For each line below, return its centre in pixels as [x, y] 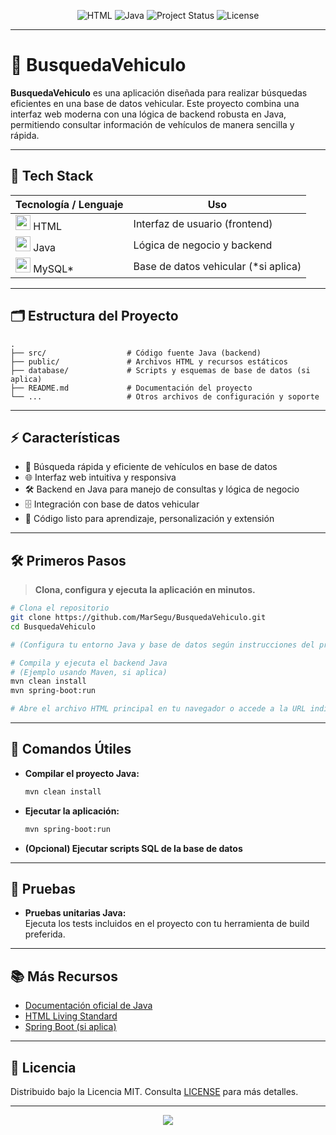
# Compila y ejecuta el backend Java [89, 663]
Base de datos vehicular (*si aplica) [217, 266]
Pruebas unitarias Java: [75, 913]
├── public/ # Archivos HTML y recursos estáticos [149, 361]
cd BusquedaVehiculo [53, 626]
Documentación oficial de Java [88, 1006]
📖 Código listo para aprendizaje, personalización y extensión [149, 519]
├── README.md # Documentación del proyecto [131, 388]
